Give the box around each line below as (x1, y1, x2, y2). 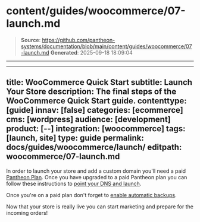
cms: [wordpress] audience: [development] (6, 115, 171, 125)
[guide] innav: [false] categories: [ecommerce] (6, 105, 183, 115)
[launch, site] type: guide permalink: (6, 133, 144, 143)
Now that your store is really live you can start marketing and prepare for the (6, 203, 193, 210)
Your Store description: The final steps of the (6, 87, 177, 97)
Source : (20, 36, 41, 43)
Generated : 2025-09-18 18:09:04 (50, 49, 133, 56)
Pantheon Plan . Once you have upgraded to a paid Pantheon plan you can (6, 173, 187, 180)
